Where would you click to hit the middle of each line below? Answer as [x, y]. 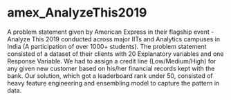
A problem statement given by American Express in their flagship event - [111, 32]
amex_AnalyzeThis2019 [77, 13]
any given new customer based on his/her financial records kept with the [111, 68]
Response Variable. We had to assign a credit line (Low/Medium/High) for [112, 61]
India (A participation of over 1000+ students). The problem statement [107, 46]
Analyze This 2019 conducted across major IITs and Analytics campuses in [113, 39]
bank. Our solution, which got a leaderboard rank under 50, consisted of [110, 76]
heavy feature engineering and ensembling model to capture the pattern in [113, 83]
